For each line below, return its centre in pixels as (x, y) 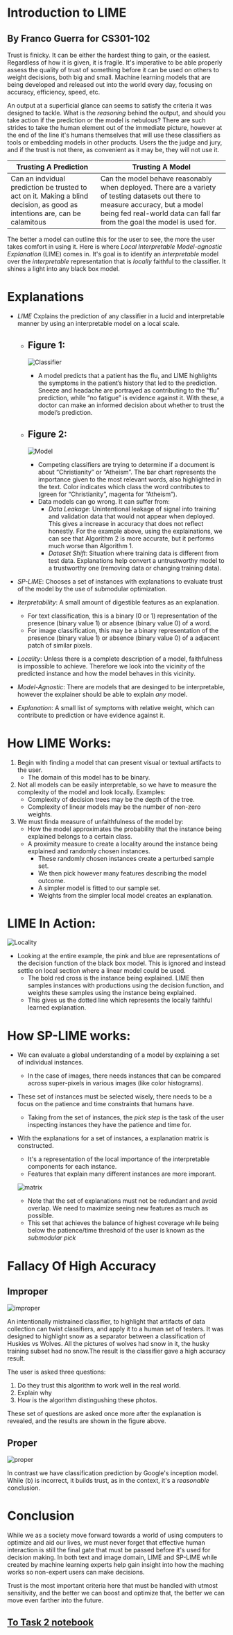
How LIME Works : (59, 743)
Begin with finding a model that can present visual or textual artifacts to (119, 762)
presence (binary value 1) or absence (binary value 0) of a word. (119, 623)
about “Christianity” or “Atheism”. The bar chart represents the (127, 472)
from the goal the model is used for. (158, 222)
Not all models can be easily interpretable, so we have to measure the (117, 784)
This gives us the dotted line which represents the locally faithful (120, 1000)
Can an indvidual (38, 179)
